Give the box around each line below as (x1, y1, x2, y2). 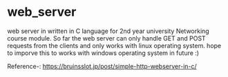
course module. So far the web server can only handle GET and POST (7, 34, 206, 42)
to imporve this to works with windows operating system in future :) (7, 49, 199, 57)
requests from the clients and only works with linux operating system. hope (7, 41, 222, 49)
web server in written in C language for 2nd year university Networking (7, 27, 209, 35)
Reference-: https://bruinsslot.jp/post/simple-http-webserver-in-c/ (7, 62, 197, 70)
